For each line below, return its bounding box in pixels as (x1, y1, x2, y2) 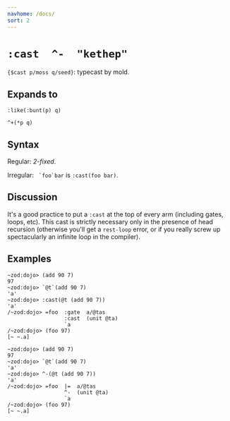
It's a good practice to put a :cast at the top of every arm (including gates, (7, 209, 224, 219)
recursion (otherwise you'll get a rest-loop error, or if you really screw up (7, 225, 221, 233)
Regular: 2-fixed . (7, 157, 56, 166)
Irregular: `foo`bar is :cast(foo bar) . (7, 171, 119, 180)
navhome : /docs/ (7, 10, 55, 18)
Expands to (7, 88, 58, 100)
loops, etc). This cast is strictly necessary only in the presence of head (7, 217, 214, 226)
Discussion (7, 191, 58, 203)
